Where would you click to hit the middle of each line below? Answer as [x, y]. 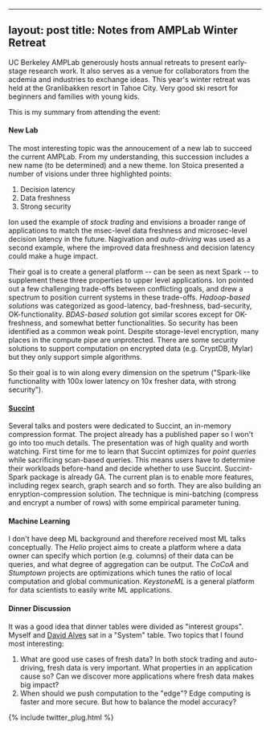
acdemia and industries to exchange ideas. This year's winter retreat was [129, 79]
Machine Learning [39, 521]
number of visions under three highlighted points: [90, 174]
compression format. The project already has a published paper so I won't [131, 434]
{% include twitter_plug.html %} [61, 717]
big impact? [39, 684]
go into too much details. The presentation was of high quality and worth [129, 443]
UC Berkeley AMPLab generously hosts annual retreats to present [117, 62]
